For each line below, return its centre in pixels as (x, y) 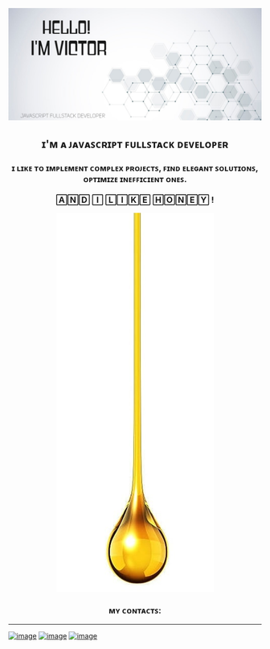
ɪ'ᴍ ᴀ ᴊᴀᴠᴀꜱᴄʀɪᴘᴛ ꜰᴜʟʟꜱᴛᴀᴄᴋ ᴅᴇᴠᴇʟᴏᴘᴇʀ (135, 144)
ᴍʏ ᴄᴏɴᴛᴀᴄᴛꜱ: (135, 610)
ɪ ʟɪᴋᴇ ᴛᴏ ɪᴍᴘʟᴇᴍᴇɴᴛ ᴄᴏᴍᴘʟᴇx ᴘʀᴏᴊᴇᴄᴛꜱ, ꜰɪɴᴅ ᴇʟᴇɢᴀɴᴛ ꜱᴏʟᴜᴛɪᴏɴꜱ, (135, 167)
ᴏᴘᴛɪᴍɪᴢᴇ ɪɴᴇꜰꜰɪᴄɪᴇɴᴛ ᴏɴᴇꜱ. (135, 179)
